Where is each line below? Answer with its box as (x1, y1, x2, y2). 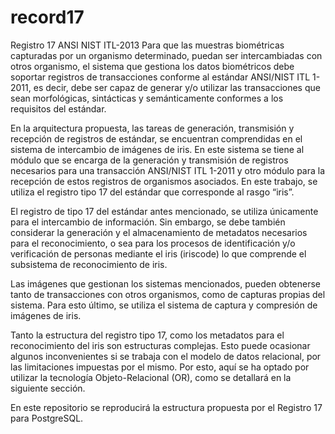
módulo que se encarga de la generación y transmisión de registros (10, 154, 289, 166)
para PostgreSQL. (10, 412, 84, 424)
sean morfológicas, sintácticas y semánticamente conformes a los (10, 92, 284, 104)
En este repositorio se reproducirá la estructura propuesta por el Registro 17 (10, 401, 323, 413)
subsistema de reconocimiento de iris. (10, 258, 168, 270)
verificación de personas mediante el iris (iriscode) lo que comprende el (10, 247, 307, 260)
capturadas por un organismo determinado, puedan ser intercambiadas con (10, 49, 323, 61)
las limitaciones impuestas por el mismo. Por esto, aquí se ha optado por (10, 361, 310, 373)
